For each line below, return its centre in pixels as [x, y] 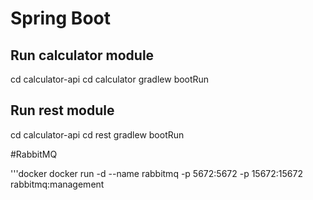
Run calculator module [82, 55]
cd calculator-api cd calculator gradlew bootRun [110, 79]
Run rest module [62, 110]
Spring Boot [60, 18]
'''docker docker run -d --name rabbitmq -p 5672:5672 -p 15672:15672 [156, 173]
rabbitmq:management [57, 184]
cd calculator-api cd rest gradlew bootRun [97, 134]
